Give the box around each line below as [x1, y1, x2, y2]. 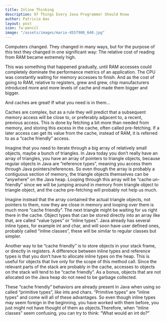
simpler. [5, 233, 21, 239]
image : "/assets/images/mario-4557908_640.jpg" [5, 30, 105, 35]
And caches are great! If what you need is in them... [5, 100, 110, 105]
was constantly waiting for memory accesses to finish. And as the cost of [5, 75, 155, 80]
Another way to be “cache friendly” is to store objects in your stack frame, [5, 243, 156, 248]
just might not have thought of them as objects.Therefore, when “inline [5, 305, 149, 311]
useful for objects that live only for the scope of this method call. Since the [5, 259, 157, 264]
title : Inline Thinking [5, 7, 54, 12]
